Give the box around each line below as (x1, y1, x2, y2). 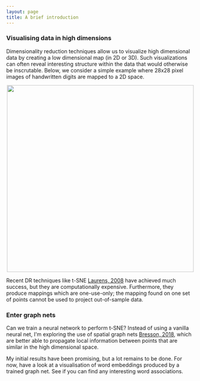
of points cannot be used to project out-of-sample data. (6, 295, 143, 303)
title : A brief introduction (6, 14, 79, 20)
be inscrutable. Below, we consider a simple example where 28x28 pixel (6, 66, 184, 74)
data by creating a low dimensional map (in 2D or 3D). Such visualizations (6, 54, 187, 61)
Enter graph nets (6, 310, 56, 319)
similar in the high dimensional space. (6, 343, 99, 350)
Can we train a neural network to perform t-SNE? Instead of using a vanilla (6, 324, 189, 332)
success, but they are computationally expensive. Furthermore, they (6, 283, 174, 290)
